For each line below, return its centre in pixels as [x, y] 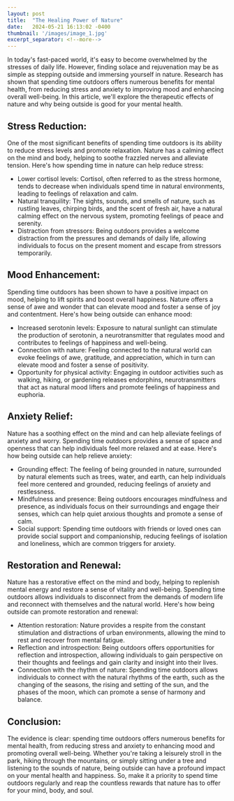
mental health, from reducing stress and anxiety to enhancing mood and [111, 746]
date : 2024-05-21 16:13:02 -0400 [59, 27]
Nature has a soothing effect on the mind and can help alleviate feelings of [115, 433]
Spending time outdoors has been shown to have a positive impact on [108, 291]
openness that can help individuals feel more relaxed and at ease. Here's [112, 448]
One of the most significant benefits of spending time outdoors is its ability [115, 143]
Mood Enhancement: [54, 275]
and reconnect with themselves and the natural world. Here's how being [111, 605]
